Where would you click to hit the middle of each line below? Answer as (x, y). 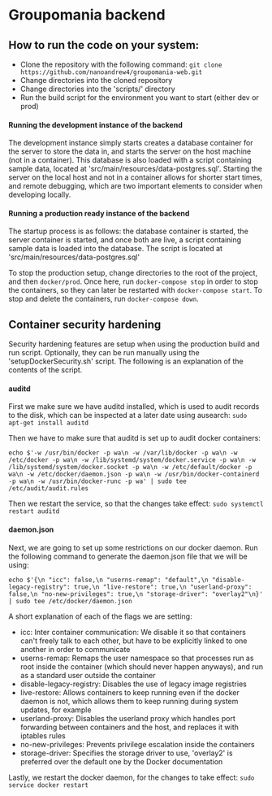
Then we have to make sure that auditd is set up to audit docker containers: (135, 438)
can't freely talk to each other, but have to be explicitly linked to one (134, 641)
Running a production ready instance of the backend (99, 213)
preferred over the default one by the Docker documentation (121, 761)
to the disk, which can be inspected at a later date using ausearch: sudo (128, 415)
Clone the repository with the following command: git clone (121, 64)
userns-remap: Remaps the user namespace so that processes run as (137, 658)
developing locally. (40, 195)
